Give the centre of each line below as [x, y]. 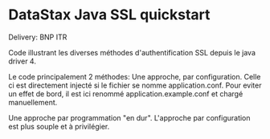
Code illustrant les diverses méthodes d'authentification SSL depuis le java [132, 52]
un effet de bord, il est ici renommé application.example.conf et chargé [126, 93]
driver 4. [22, 61]
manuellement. [33, 102]
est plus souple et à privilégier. [59, 126]
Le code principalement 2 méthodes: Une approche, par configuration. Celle [135, 76]
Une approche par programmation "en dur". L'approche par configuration [129, 117]
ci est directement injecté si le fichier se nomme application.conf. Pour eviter [135, 85]
